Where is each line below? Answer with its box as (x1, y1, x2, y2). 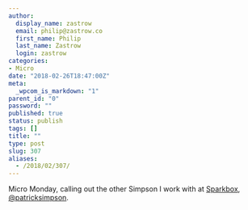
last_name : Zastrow (15, 42, 82, 50)
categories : (8, 57, 48, 65)
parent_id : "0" (8, 94, 60, 103)
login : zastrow (15, 49, 67, 57)
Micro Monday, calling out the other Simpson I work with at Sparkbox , (8, 184, 241, 194)
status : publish (8, 117, 63, 125)
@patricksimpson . (8, 193, 69, 203)
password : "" (8, 102, 53, 110)
